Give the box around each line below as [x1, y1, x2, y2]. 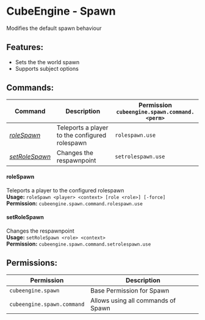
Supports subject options [15, 65, 79, 72]
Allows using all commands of [90, 296, 176, 305]
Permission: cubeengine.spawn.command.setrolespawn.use [6, 240, 151, 247]
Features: [6, 42, 44, 53]
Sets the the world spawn [15, 58, 80, 65]
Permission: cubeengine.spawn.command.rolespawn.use [6, 200, 143, 207]
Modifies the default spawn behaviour [6, 24, 102, 32]
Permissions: [6, 258, 58, 268]
